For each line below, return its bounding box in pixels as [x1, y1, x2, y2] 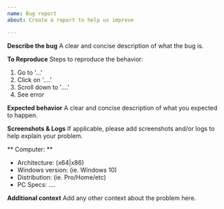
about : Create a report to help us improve [7, 17, 134, 23]
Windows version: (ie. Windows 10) [17, 166, 117, 174]
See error [17, 90, 45, 99]
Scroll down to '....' [17, 83, 70, 91]
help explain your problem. [7, 132, 83, 140]
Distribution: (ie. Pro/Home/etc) [17, 173, 107, 181]
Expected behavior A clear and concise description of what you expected [7, 103, 218, 112]
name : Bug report [7, 10, 57, 17]
